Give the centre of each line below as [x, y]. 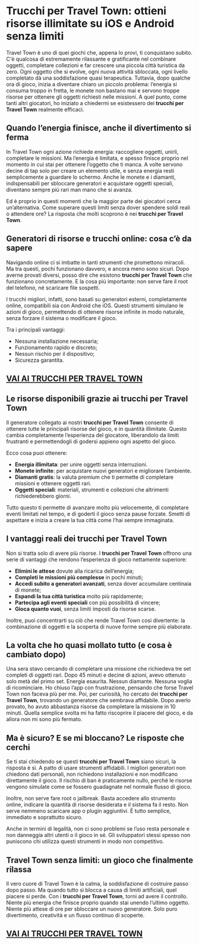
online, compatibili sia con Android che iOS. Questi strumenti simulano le [95, 305]
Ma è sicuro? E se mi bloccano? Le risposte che [95, 738]
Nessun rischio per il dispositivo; [55, 353]
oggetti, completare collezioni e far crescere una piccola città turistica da [96, 65]
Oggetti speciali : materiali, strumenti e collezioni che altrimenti [92, 490]
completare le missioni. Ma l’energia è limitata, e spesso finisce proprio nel [97, 158]
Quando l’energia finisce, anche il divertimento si [99, 128]
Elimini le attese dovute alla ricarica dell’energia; [74, 571]
